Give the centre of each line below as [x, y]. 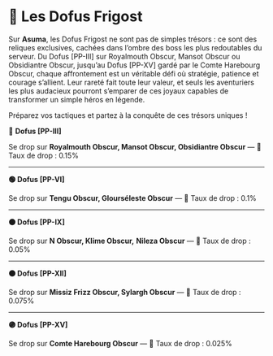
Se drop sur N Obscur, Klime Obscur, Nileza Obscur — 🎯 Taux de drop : [130, 241]
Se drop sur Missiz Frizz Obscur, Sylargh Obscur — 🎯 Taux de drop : [125, 292]
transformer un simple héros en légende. [77, 99]
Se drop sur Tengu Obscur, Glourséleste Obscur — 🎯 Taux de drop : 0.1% [133, 198]
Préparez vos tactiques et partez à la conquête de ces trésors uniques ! [128, 115]
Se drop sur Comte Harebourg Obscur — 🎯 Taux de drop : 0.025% [121, 343]
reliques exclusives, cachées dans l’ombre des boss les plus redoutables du [135, 47]
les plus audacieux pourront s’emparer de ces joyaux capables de [119, 91]
